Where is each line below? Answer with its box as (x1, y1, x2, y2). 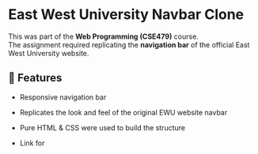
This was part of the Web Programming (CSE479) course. (8, 32, 199, 41)
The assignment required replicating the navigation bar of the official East (8, 39, 250, 49)
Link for (19, 138, 45, 148)
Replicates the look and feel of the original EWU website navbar (19, 107, 228, 117)
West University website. (8, 48, 89, 58)
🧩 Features (8, 71, 63, 85)
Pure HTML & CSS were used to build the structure (19, 122, 186, 132)
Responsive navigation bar (19, 92, 107, 102)
